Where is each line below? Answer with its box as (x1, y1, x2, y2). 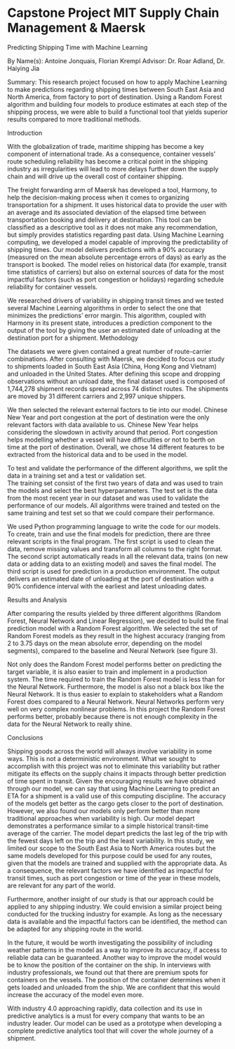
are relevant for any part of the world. (7, 881, 116, 890)
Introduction (7, 128, 43, 137)
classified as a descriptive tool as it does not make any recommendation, (7, 223, 218, 231)
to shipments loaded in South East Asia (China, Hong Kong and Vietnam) (7, 362, 217, 370)
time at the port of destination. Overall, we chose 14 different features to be (7, 442, 224, 451)
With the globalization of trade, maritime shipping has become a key (7, 142, 205, 150)
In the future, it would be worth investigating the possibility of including (7, 938, 213, 946)
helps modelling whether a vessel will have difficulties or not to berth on (7, 435, 215, 444)
